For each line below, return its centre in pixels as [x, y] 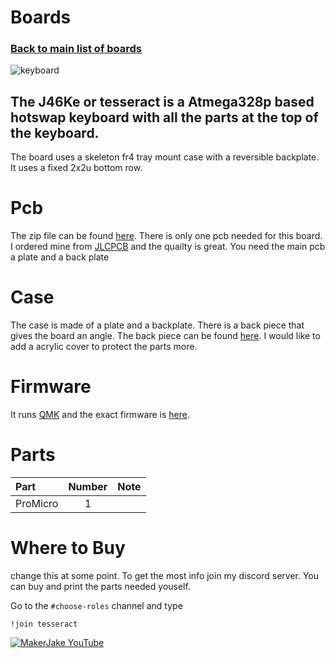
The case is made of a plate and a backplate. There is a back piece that [157, 325]
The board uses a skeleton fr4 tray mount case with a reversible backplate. [165, 157]
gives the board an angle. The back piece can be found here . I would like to [165, 336]
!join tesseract [44, 624]
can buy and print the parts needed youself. [100, 586]
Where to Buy [68, 548]
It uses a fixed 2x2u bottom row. [76, 168]
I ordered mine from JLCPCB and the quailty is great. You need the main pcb [168, 247]
